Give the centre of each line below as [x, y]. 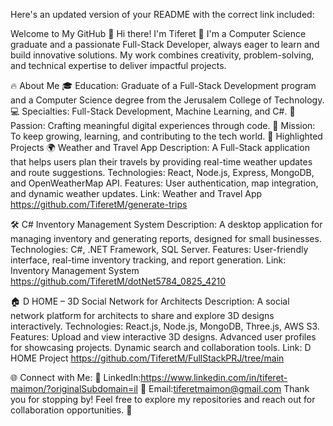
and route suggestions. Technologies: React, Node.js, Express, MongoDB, [162, 172]
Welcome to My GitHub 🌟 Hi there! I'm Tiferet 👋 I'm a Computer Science [158, 33]
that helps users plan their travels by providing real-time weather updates [161, 162]
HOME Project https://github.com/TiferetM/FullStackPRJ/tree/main [147, 358]
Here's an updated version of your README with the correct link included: [162, 14]
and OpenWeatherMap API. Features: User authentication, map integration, [164, 183]
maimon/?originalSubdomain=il [74, 388]
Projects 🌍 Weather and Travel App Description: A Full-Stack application [160, 147]
